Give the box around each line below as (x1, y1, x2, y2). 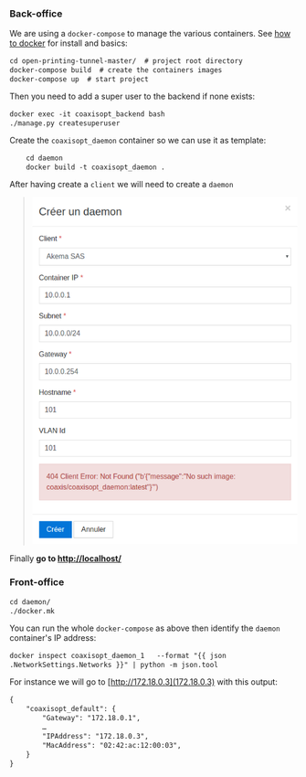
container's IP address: (9, 633, 97, 644)
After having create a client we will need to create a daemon (9, 179, 234, 190)
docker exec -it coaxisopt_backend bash (9, 110, 166, 119)
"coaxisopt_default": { (26, 705, 117, 714)
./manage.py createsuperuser (9, 119, 121, 128)
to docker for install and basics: (9, 37, 128, 48)
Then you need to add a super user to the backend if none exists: (9, 90, 256, 102)
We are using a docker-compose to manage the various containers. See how (9, 28, 290, 39)
